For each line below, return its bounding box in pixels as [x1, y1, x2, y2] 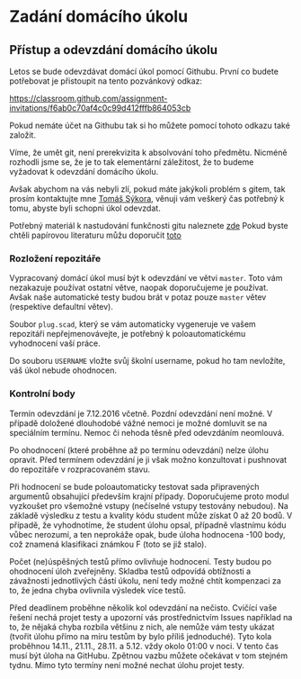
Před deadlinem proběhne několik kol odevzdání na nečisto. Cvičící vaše [9, 602, 278, 613]
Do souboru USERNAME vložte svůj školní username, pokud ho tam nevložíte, [9, 356, 286, 367]
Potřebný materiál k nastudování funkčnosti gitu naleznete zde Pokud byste [9, 221, 289, 231]
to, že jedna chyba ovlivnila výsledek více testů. [9, 584, 186, 595]
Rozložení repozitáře [9, 252, 102, 265]
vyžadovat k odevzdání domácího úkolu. [9, 167, 159, 177]
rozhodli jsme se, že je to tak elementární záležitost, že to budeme [9, 157, 254, 167]
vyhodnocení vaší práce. [9, 338, 101, 349]
